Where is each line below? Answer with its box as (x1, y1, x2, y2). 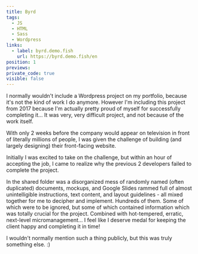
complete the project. (6, 166, 59, 174)
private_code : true (6, 70, 55, 76)
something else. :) (6, 241, 51, 248)
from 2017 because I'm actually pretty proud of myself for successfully (6, 105, 181, 112)
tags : (6, 14, 20, 20)
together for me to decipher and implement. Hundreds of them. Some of (6, 198, 184, 205)
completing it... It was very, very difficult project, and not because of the (6, 112, 184, 119)
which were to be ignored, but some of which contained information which (6, 204, 190, 211)
